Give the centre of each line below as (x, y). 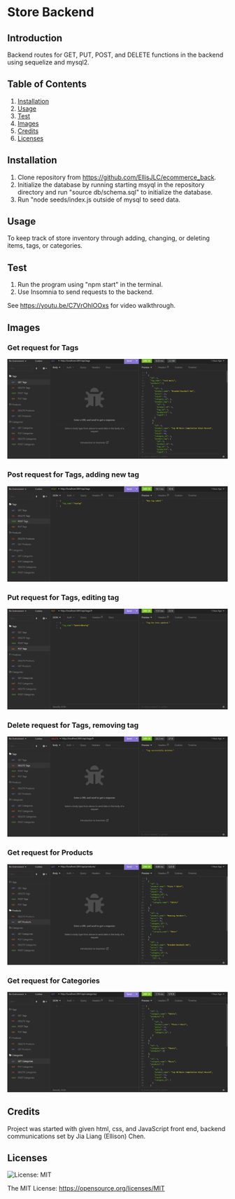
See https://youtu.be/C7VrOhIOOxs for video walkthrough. (92, 306)
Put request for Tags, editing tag (63, 597)
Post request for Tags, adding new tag (73, 475)
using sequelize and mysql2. (48, 62)
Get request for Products (50, 853)
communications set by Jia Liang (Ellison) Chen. (76, 1136)
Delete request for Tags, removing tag (73, 725)
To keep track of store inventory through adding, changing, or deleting (108, 238)
